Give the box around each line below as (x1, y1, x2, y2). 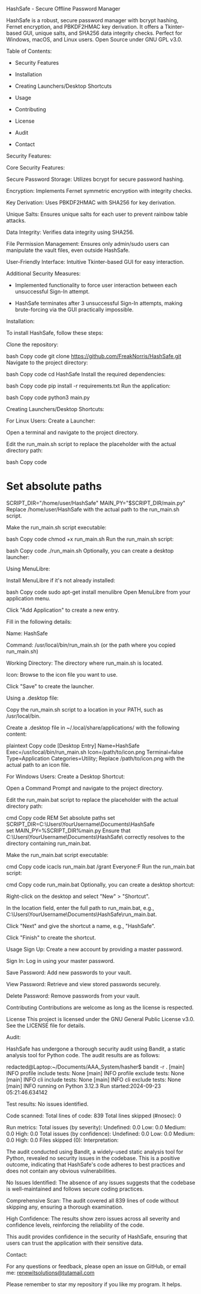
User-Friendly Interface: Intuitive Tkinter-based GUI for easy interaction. (6, 258, 185, 265)
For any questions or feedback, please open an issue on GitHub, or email (6, 1262, 187, 1270)
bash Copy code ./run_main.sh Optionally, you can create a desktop (6, 547, 174, 554)
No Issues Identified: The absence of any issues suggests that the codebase (6, 1179, 196, 1186)
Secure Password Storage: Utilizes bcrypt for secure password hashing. (6, 175, 185, 183)
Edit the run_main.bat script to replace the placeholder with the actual (6, 796, 179, 803)
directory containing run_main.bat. (6, 840, 91, 847)
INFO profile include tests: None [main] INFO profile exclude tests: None (6, 1069, 185, 1076)
